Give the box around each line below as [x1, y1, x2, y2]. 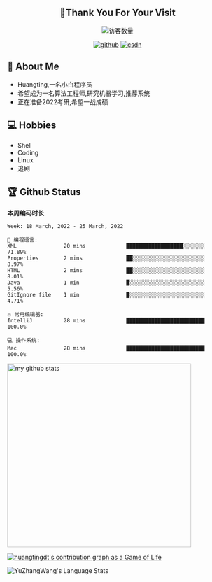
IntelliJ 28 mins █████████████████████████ [7, 318, 205, 325]
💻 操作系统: [7, 337, 41, 344]
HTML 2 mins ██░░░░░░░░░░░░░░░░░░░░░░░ [7, 267, 205, 274]
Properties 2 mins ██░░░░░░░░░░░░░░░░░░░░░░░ [7, 255, 205, 262]
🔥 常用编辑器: [7, 311, 44, 318]
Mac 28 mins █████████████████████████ [7, 345, 205, 352]
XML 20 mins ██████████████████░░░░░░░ [7, 243, 205, 250]
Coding [17, 148, 39, 157]
